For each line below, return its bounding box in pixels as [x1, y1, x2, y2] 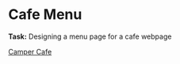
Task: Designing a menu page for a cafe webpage [8, 32, 172, 41]
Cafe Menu [8, 6, 82, 24]
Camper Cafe [8, 47, 52, 56]
